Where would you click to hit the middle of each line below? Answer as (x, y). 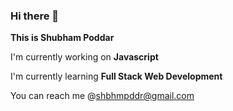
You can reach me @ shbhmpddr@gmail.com (102, 96)
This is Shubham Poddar (62, 38)
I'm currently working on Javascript (84, 57)
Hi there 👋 (35, 16)
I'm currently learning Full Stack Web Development (116, 76)
